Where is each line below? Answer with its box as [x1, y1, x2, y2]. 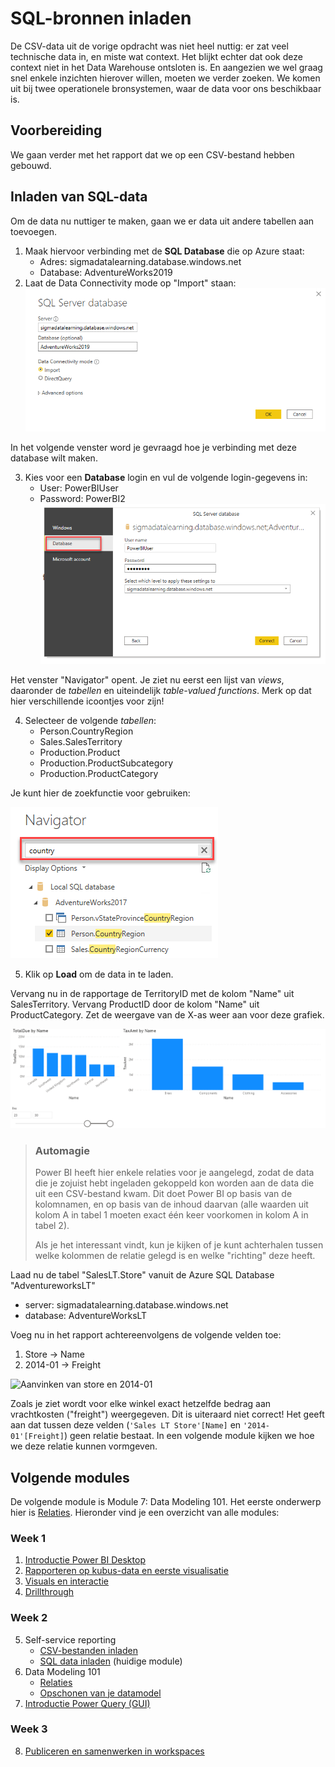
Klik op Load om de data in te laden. [24, 968, 174, 981]
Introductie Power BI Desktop [24, 1554, 146, 1566]
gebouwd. [10, 159, 52, 171]
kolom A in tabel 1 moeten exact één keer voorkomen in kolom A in [34, 1209, 309, 1221]
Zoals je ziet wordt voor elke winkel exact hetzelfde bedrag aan [10, 1398, 272, 1410]
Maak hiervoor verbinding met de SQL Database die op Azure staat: [24, 245, 305, 257]
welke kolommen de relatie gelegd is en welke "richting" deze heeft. [34, 1250, 316, 1262]
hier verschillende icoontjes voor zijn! [10, 695, 165, 707]
